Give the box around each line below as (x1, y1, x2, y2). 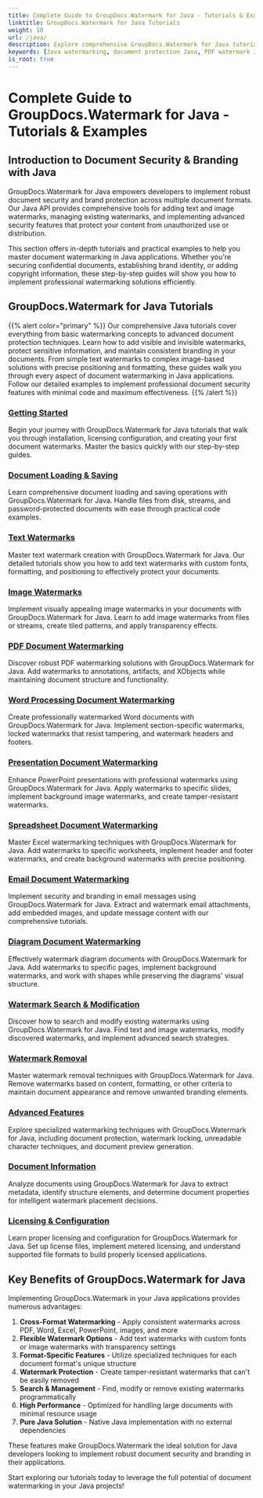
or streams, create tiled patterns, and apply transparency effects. (8, 621, 218, 630)
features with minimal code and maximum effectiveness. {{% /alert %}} (8, 387, 238, 397)
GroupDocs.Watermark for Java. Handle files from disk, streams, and (8, 496, 231, 505)
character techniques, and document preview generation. (8, 1141, 194, 1151)
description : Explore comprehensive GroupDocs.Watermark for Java (8, 41, 229, 49)
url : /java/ (8, 33, 47, 42)
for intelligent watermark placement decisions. (8, 1196, 158, 1205)
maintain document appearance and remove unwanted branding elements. (8, 1087, 249, 1097)
